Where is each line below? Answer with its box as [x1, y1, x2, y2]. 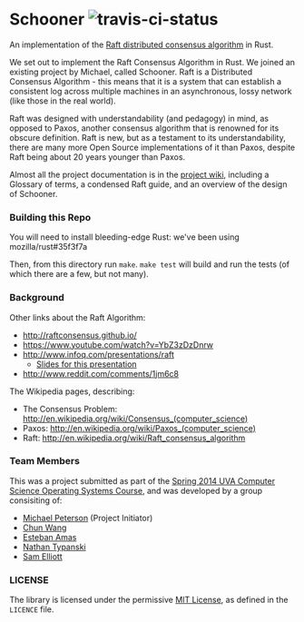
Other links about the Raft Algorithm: [9, 311, 146, 322]
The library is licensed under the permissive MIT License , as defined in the [9, 595, 289, 606]
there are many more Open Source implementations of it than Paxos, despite [9, 142, 296, 153]
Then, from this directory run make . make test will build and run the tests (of [9, 259, 290, 270]
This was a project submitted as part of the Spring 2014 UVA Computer [9, 475, 275, 486]
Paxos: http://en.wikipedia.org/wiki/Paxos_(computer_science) [22, 422, 257, 433]
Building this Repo [9, 211, 92, 223]
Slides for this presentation [35, 359, 138, 370]
